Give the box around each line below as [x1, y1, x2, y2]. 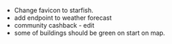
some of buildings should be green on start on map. [13, 28, 166, 37]
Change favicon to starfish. [13, 6, 94, 14]
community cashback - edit [13, 21, 95, 29]
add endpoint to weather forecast [13, 13, 112, 22]
